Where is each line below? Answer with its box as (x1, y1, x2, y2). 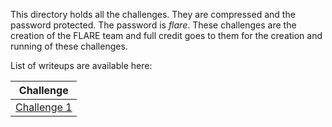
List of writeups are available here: (10, 60, 153, 71)
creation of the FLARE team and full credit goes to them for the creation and (10, 30, 323, 41)
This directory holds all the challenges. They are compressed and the (10, 9, 296, 20)
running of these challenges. (10, 40, 128, 52)
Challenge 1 (15, 100, 73, 114)
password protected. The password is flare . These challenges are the (10, 19, 297, 31)
